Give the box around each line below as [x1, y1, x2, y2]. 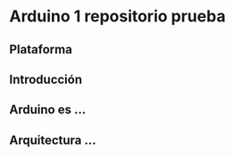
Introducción [9, 71, 83, 86]
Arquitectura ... [9, 132, 96, 148]
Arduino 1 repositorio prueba [9, 6, 226, 27]
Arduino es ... [9, 103, 87, 118]
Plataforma [9, 42, 73, 57]
